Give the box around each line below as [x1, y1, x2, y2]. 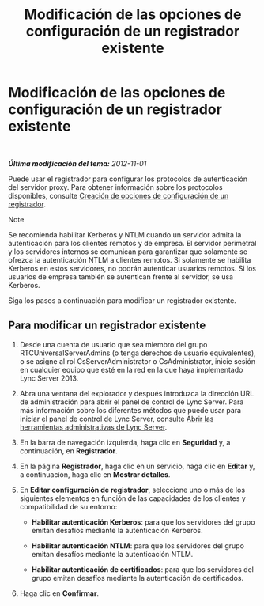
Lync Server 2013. [19, 373, 79, 383]
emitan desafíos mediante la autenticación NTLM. [31, 549, 194, 559]
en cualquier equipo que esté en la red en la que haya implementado [19, 365, 243, 374]
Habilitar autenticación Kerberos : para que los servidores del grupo [31, 517, 255, 527]
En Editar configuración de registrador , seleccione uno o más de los [19, 485, 246, 494]
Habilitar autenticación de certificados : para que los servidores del [31, 564, 255, 574]
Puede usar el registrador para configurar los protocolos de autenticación [8, 174, 247, 184]
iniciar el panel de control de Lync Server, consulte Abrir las [19, 414, 214, 423]
